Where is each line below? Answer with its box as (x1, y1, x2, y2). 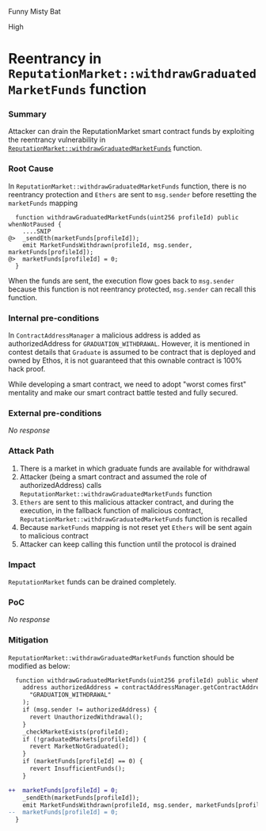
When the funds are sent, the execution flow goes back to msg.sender (8, 276, 235, 285)
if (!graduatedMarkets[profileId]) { (22, 735, 147, 743)
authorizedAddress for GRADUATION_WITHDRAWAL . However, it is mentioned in (8, 339, 250, 349)
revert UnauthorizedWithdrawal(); (28, 713, 144, 721)
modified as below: (8, 661, 70, 670)
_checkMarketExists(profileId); (22, 728, 129, 736)
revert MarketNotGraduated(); (28, 742, 129, 751)
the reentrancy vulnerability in (8, 135, 106, 145)
